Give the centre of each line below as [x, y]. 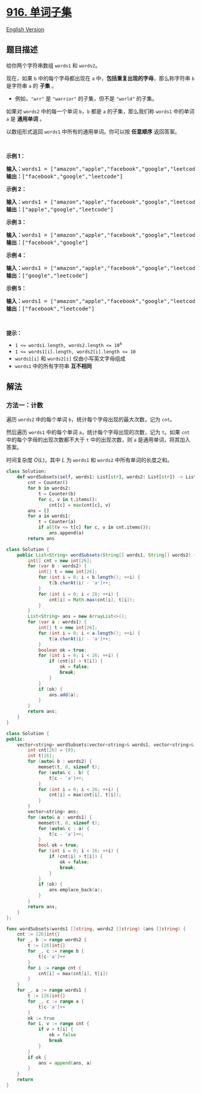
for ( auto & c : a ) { [64, 828]
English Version [25, 29]
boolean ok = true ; [62, 650]
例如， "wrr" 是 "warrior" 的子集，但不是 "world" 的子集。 [86, 98]
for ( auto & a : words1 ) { [60, 817]
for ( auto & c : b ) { [64, 772]
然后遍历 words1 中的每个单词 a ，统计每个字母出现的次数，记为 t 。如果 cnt [98, 432]
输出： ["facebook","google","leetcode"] [65, 176]
